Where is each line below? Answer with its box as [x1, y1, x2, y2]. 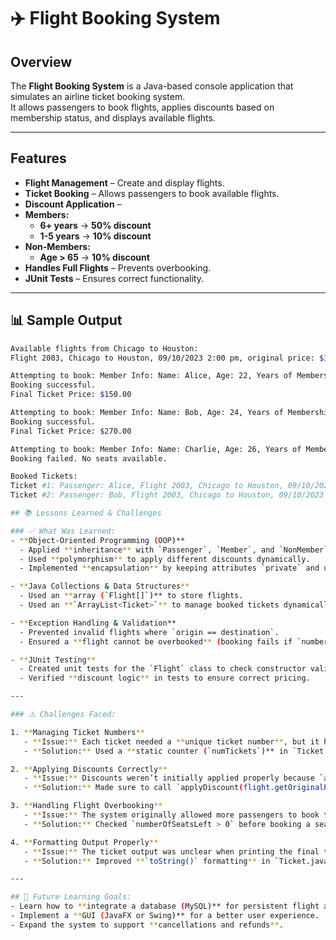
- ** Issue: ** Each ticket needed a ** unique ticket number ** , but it [23, 736, 320, 747]
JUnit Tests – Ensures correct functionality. [24, 272, 204, 284]
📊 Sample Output [10, 312, 123, 329]
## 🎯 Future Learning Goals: [10, 892, 132, 902]
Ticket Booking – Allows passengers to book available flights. [24, 187, 280, 199]
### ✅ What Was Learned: [10, 526, 116, 536]
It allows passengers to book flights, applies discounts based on [10, 101, 275, 113]
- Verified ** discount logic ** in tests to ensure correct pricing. [19, 673, 311, 684]
